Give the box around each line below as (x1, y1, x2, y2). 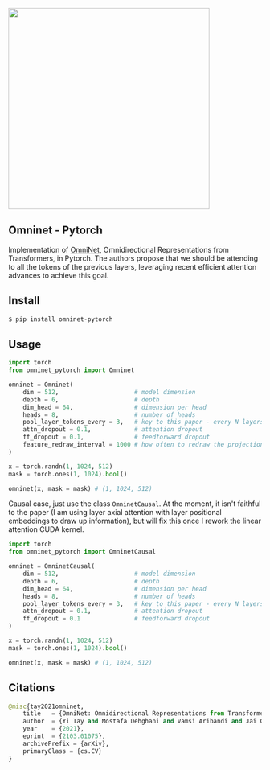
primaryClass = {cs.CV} (22, 747, 103, 756)
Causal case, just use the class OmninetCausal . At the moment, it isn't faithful (8, 499, 261, 509)
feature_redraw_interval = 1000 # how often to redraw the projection (22, 441, 264, 449)
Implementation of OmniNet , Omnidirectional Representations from (8, 245, 229, 254)
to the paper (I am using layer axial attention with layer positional (8, 508, 223, 517)
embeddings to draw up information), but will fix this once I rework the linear (8, 516, 261, 526)
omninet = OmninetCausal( (8, 562, 95, 570)
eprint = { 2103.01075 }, (22, 732, 106, 740)
